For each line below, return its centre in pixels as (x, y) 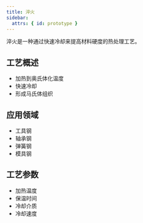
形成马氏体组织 (34, 94)
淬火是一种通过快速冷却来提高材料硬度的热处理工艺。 (73, 42)
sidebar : (17, 18)
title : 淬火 (20, 12)
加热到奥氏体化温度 (39, 79)
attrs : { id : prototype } (45, 23)
